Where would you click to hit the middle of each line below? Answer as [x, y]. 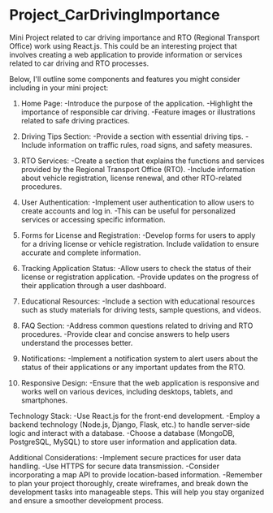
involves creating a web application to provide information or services [126, 54]
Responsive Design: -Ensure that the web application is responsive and [140, 382]
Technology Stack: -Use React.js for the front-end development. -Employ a [135, 416]
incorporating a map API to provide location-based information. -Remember [136, 474]
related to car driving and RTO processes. [79, 63]
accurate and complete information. [81, 252]
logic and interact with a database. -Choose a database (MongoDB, [122, 433]
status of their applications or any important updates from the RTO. [133, 367]
